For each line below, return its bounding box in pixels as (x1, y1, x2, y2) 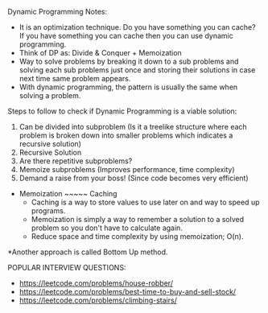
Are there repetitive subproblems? (19, 156, 133, 166)
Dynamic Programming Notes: (7, 7, 108, 16)
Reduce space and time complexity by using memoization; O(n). (31, 232, 244, 241)
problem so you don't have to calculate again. (31, 223, 183, 233)
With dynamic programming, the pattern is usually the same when (19, 82, 238, 92)
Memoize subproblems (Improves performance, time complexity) (19, 165, 235, 174)
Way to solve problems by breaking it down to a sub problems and (19, 56, 239, 66)
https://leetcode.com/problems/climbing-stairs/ (19, 295, 178, 305)
